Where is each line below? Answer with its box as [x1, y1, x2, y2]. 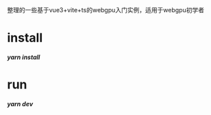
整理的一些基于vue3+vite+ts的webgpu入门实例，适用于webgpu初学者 [7, 6, 204, 14]
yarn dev [7, 99, 34, 108]
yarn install [7, 53, 40, 61]
